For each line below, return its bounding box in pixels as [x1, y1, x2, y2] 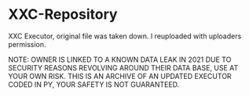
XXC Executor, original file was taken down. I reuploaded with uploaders [8, 31, 242, 41]
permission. [8, 39, 46, 48]
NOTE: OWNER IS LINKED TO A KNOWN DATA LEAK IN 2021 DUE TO [8, 55, 232, 64]
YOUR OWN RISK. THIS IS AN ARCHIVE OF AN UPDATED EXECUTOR [8, 71, 232, 81]
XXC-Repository [8, 5, 118, 23]
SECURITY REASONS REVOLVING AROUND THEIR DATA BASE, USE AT [8, 63, 239, 72]
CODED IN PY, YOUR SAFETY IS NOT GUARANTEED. [8, 80, 180, 89]
